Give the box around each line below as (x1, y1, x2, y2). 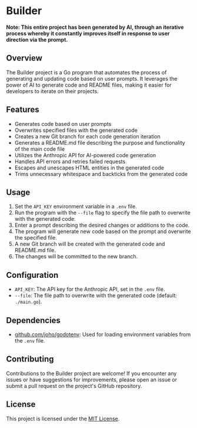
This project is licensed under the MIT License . (6, 415, 120, 422)
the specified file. (14, 234, 57, 241)
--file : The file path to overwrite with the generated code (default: (14, 292, 178, 299)
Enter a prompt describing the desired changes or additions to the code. (14, 222, 190, 229)
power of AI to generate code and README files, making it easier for (6, 81, 172, 88)
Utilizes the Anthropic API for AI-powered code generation (14, 151, 156, 158)
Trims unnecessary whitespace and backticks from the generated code (14, 170, 188, 177)
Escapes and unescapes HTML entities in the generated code (14, 164, 165, 171)
